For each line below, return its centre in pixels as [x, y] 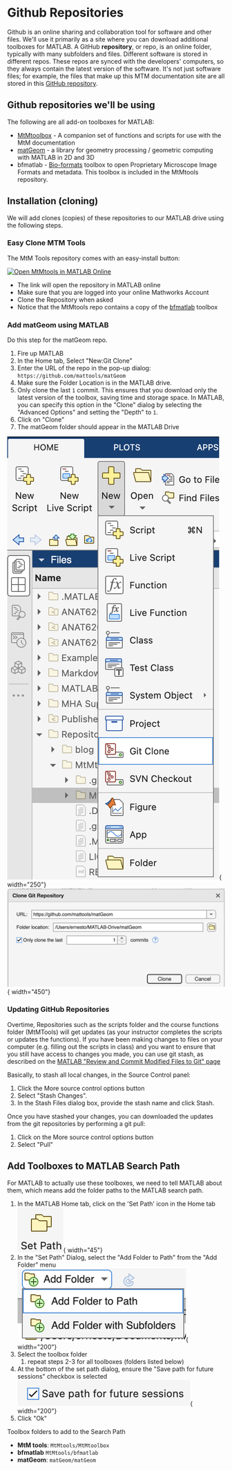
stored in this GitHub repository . [52, 83]
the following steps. [35, 225]
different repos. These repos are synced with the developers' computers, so [116, 61]
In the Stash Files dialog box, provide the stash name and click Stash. [116, 1102]
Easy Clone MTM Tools [47, 243]
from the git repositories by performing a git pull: [76, 1123]
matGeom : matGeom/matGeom [57, 1460]
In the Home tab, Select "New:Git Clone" [75, 361]
